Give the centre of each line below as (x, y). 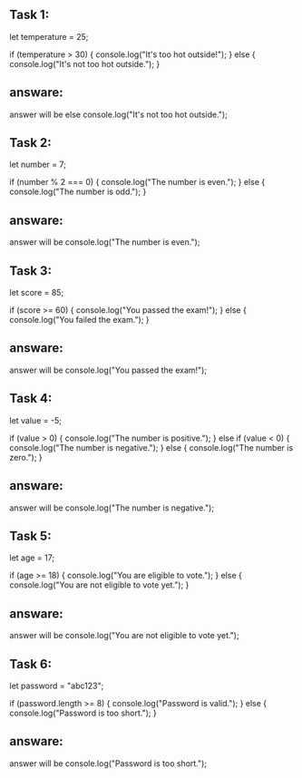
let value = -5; (35, 420)
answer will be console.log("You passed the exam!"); (108, 370)
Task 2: (30, 143)
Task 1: (29, 15)
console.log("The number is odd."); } (78, 192)
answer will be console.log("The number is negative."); (112, 508)
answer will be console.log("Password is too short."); (108, 763)
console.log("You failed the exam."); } (79, 320)
